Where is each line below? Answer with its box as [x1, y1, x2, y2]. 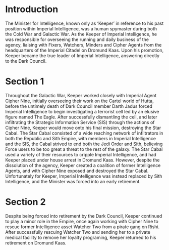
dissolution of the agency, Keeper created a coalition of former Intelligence [5, 162, 161, 168]
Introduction [5, 4, 59, 15]
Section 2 [5, 196, 46, 208]
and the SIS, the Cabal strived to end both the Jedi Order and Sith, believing [5, 141, 163, 147]
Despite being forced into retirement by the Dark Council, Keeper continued [5, 213, 162, 219]
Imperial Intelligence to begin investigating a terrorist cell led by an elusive [5, 108, 159, 114]
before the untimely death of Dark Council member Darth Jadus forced [5, 103, 153, 109]
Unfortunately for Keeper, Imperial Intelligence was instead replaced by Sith [5, 173, 162, 179]
